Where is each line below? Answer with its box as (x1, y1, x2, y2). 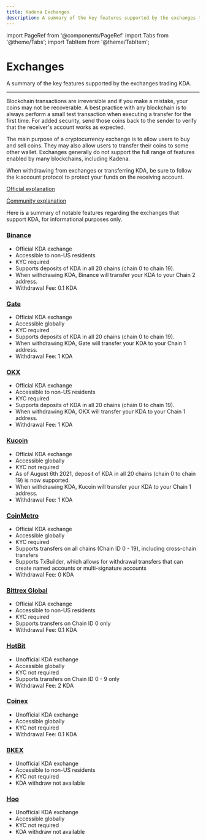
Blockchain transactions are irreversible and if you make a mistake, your (6, 98, 188, 105)
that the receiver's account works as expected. (6, 123, 126, 131)
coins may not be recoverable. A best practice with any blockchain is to (6, 104, 187, 111)
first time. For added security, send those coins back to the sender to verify (6, 117, 197, 125)
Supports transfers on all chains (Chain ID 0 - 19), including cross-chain (15, 545, 197, 552)
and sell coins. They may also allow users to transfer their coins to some (6, 142, 189, 149)
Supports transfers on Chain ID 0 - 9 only (15, 675, 120, 682)
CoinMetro (6, 511, 39, 519)
